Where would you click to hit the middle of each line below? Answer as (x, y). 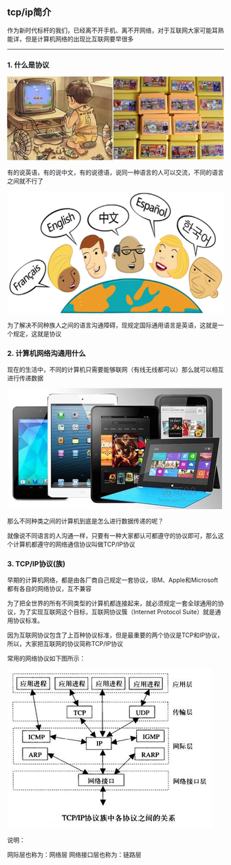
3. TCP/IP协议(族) (36, 563)
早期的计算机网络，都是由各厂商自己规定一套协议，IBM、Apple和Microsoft (113, 580)
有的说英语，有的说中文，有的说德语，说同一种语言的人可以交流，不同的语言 (115, 173)
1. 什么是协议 (28, 65)
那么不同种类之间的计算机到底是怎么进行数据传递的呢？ (85, 521)
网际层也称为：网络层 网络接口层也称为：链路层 (74, 855)
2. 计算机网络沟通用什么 (46, 353)
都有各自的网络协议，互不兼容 (49, 589)
